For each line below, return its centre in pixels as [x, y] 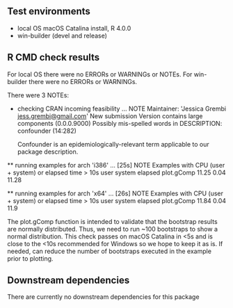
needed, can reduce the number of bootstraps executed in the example [110, 251]
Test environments [49, 11]
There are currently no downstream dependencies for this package [103, 297]
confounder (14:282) [47, 131]
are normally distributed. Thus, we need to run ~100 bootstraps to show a [112, 229]
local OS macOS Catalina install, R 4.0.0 [74, 28]
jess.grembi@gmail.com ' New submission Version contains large [110, 116]
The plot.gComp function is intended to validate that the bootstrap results [112, 221]
